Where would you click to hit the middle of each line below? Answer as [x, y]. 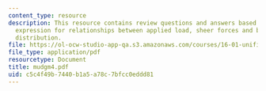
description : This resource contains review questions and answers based [133, 23]
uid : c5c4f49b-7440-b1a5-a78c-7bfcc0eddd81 [81, 74]
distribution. [38, 38]
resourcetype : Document [47, 60]
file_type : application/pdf [55, 52]
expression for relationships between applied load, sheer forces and [134, 30]
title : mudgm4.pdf [38, 67]
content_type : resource [47, 15]
